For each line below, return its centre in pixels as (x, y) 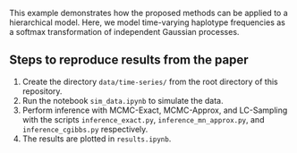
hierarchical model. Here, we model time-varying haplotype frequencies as (148, 22)
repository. (42, 91)
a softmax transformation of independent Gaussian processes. (124, 32)
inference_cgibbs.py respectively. (85, 129)
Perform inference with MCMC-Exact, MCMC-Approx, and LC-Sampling (155, 110)
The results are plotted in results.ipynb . (97, 139)
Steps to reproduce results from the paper (129, 60)
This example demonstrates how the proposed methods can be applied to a (148, 13)
